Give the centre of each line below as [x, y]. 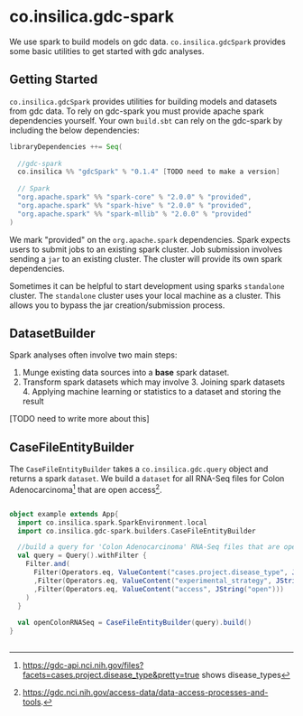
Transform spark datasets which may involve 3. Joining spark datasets [154, 382]
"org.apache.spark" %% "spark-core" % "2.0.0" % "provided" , [135, 197]
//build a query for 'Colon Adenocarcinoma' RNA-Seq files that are [149, 547]
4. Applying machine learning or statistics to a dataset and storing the [151, 392]
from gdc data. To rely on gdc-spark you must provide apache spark [137, 111]
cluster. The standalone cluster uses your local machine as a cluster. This [145, 295]
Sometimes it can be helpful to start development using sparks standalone [147, 285]
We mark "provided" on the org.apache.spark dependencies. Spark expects [150, 239]
